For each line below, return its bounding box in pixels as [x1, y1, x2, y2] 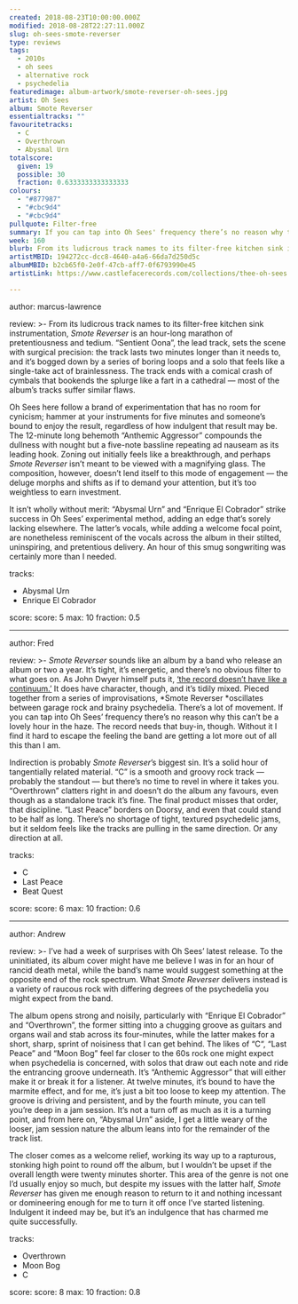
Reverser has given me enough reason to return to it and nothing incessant [9, 1188, 282, 1198]
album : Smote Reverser [9, 104, 93, 113]
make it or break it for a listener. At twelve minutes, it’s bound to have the [9, 1076, 275, 1086]
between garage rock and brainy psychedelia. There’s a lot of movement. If [9, 702, 284, 712]
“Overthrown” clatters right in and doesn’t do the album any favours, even [9, 785, 279, 796]
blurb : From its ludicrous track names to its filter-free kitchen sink [9, 244, 284, 253]
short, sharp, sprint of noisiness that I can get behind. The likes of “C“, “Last [9, 1038, 287, 1049]
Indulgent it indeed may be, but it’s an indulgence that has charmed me [9, 1206, 269, 1217]
